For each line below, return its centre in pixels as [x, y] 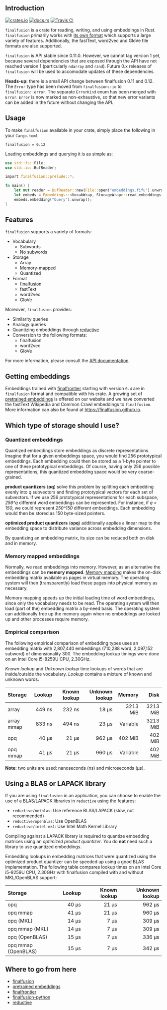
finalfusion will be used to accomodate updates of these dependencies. [80, 71]
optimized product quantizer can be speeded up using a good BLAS [75, 862]
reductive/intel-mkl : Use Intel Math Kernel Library [65, 827]
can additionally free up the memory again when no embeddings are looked [83, 614]
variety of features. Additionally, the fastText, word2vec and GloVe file [77, 40]
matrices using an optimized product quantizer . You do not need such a [79, 842]
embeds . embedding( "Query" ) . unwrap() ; [53, 199]
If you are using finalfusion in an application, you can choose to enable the [83, 796]
